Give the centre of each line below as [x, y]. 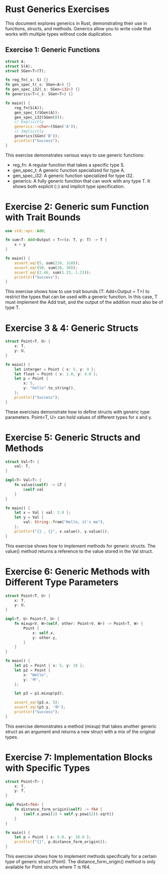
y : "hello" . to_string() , [49, 388]
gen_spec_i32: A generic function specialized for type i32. [73, 176]
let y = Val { [29, 517]
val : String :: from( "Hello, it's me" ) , [64, 522]
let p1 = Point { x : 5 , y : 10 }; [49, 666]
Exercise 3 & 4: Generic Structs [72, 328]
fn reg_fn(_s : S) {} [27, 80]
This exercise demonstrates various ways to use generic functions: [75, 155]
